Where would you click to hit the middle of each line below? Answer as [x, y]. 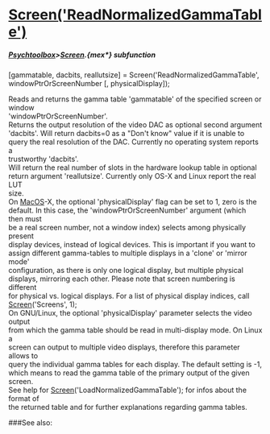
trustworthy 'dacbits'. [44, 159]
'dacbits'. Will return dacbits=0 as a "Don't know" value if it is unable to [127, 134]
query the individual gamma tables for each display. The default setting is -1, [135, 365]
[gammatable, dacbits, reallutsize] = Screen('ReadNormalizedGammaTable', [134, 75]
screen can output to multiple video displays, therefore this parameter [124, 347]
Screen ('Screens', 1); [43, 304]
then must [25, 219]
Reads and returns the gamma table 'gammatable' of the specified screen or [135, 99]
